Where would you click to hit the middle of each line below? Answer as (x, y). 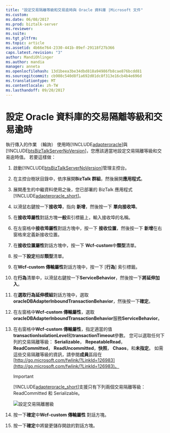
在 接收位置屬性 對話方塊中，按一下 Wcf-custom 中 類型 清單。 (76, 245)
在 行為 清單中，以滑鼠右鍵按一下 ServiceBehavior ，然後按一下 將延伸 (84, 278)
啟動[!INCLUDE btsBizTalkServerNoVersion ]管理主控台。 (71, 168)
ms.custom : (17, 15)
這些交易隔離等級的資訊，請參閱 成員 (51, 355)
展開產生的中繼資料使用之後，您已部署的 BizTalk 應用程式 (73, 190)
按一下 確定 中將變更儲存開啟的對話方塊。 (55, 426)
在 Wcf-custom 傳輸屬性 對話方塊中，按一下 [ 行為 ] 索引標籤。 (77, 267)
